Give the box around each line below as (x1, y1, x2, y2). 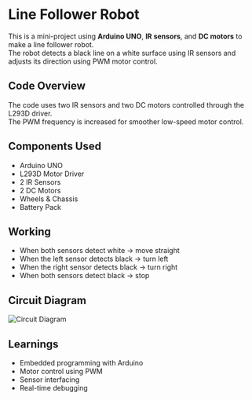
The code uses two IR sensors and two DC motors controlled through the (8, 100, 245, 109)
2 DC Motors (19, 185, 61, 195)
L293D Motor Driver (19, 169, 85, 178)
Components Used (8, 140, 102, 153)
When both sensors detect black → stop (19, 271, 150, 281)
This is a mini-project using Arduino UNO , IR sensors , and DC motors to (8, 31, 243, 41)
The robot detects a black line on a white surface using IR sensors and (8, 48, 236, 57)
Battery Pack (19, 202, 61, 211)
